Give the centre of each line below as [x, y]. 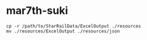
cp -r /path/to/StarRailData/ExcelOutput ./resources [74, 26]
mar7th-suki [37, 11]
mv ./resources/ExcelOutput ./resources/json [63, 31]
